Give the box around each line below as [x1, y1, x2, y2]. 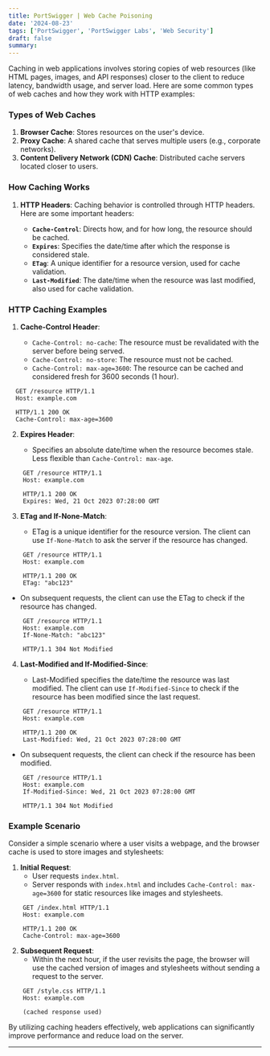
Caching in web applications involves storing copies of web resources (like [8, 63, 256, 73]
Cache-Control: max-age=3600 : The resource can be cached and [31, 363, 243, 373]
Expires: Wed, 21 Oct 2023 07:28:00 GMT [22, 497, 160, 506]
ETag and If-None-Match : [19, 512, 107, 521]
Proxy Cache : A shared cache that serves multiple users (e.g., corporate [19, 136, 261, 145]
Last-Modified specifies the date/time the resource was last [31, 675, 230, 685]
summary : [8, 42, 38, 50]
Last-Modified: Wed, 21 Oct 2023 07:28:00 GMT [22, 736, 182, 744]
